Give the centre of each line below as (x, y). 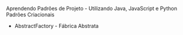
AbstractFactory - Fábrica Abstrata (56, 26)
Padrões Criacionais (30, 15)
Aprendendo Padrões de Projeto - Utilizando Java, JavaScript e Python (91, 8)
